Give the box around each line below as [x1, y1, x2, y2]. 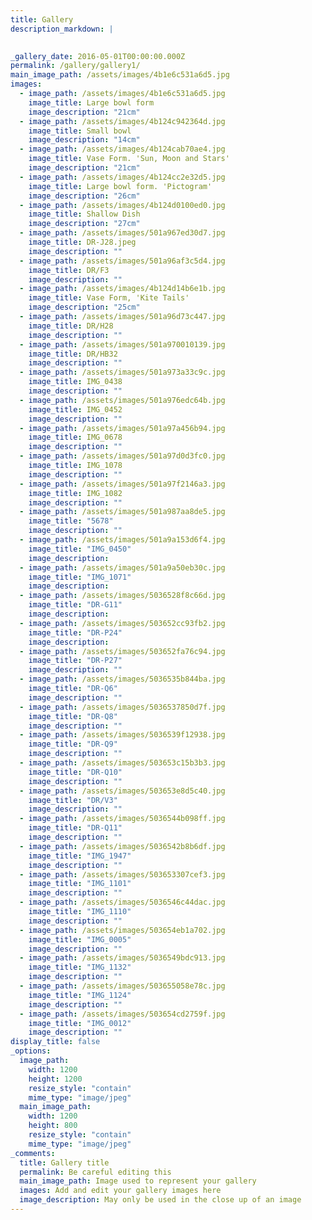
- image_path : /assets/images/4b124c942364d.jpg [19, 116, 226, 126]
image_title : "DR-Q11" [28, 823, 123, 833]
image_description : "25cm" [28, 302, 141, 313]
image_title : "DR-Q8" [28, 711, 118, 721]
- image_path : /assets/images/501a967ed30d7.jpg [19, 228, 226, 238]
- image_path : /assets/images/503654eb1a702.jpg [19, 925, 226, 935]
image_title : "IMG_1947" [28, 851, 132, 861]
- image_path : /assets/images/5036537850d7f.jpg [19, 702, 226, 712]
